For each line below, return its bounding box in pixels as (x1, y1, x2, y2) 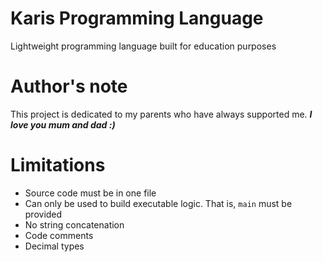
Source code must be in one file (24, 187, 157, 199)
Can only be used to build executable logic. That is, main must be (24, 197, 293, 209)
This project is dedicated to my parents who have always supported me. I (10, 108, 313, 120)
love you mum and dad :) (10, 118, 116, 131)
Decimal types (24, 240, 85, 252)
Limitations (10, 154, 106, 177)
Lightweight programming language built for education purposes (10, 40, 277, 52)
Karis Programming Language (10, 7, 264, 30)
